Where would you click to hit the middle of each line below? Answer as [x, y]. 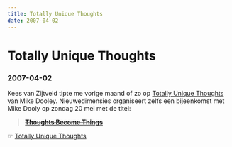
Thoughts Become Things [64, 122]
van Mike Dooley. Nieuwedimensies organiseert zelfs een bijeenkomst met [116, 101]
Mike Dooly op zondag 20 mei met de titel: [69, 108]
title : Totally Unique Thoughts [55, 14]
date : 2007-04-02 [33, 21]
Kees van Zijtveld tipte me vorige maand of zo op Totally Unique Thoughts [116, 93]
